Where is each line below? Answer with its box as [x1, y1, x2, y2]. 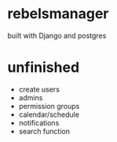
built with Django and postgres [7, 31, 107, 40]
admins [18, 92, 43, 103]
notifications [18, 118, 60, 127]
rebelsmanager [7, 5, 109, 23]
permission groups [18, 101, 80, 110]
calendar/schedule [18, 110, 80, 119]
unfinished [7, 58, 80, 77]
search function [18, 126, 70, 136]
